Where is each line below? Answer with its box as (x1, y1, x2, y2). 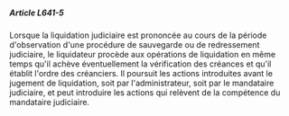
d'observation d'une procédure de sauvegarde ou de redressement (9, 39, 260, 49)
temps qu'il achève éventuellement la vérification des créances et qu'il (9, 58, 272, 69)
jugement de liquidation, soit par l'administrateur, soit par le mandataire (9, 77, 275, 88)
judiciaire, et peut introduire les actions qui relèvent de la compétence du (9, 86, 281, 98)
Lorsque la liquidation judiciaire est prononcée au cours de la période (9, 30, 267, 40)
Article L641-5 (9, 7, 65, 18)
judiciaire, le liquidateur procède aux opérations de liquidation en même (9, 49, 276, 59)
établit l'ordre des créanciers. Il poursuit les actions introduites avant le (9, 67, 274, 78)
